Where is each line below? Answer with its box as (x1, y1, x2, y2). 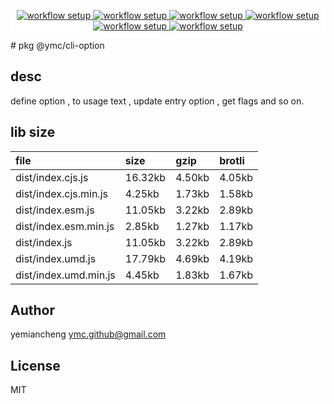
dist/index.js (15, 235, 73, 249)
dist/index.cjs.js (15, 170, 89, 184)
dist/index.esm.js (15, 203, 95, 217)
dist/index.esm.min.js (15, 219, 115, 233)
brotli (219, 153, 245, 167)
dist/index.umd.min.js (15, 268, 116, 282)
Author (10, 302, 55, 319)
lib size (10, 124, 56, 141)
